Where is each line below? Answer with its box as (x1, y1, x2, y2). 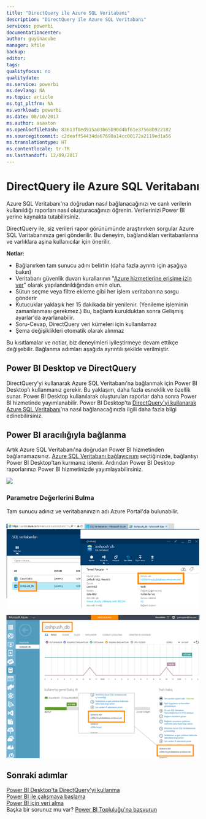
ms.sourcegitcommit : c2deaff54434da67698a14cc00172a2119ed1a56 (6, 133, 172, 139)
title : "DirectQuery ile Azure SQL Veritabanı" (6, 10, 131, 16)
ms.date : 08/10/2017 (6, 114, 59, 120)
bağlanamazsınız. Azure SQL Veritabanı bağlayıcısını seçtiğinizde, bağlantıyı (6, 452, 199, 460)
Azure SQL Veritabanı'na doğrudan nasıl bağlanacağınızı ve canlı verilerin (6, 200, 192, 207)
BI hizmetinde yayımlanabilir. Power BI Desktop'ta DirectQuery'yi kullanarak (6, 399, 197, 406)
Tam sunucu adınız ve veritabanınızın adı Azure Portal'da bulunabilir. (6, 507, 179, 515)
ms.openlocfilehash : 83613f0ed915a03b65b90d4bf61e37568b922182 (6, 126, 172, 133)
